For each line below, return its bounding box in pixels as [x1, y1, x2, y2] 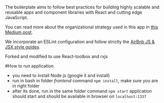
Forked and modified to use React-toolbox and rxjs [5, 53, 108, 59]
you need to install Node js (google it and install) [12, 73, 110, 78]
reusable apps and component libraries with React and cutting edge [5, 9, 142, 15]
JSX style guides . [5, 44, 41, 50]
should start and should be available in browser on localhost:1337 [12, 93, 146, 99]
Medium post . [5, 29, 33, 35]
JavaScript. [5, 15, 28, 20]
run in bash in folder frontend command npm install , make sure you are [12, 78, 158, 83]
